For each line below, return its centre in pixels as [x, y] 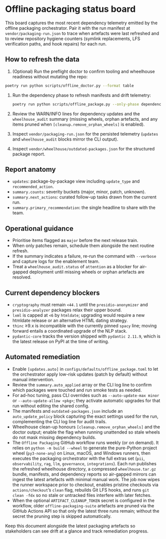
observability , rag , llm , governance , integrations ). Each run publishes [84, 463]
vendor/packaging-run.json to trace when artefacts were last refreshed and [82, 33]
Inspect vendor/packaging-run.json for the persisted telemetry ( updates [85, 134]
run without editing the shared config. [51, 406]
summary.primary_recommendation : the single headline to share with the [84, 208]
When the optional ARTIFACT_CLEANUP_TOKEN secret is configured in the [83, 500]
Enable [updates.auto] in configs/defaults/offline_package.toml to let [85, 369]
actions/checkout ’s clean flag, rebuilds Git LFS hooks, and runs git [81, 490]
